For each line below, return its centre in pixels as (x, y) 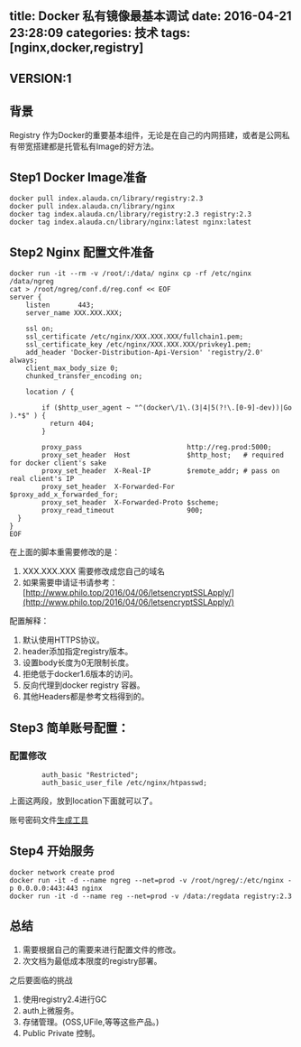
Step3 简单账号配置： (69, 728)
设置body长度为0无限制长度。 (78, 662)
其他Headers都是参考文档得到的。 (86, 697)
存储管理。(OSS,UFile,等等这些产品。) (91, 1022)
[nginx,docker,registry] (77, 48)
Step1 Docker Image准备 (78, 177)
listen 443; (60, 305)
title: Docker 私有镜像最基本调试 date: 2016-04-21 (150, 16)
